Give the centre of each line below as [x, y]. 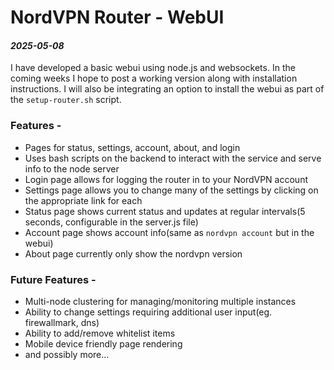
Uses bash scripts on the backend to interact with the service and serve [173, 158]
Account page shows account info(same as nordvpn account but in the [169, 232]
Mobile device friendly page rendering [103, 343]
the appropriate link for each [83, 200]
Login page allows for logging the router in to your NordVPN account [166, 179]
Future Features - [53, 279]
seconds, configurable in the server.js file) [111, 222]
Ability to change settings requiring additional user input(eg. [148, 312]
